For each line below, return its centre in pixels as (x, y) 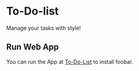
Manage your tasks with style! (44, 28)
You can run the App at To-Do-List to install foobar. (70, 61)
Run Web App (33, 47)
